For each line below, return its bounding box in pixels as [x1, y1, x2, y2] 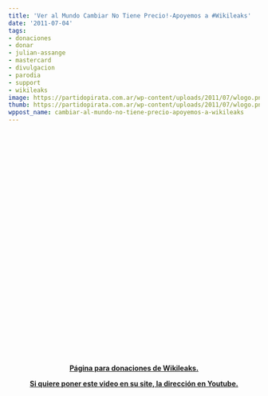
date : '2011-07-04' [8, 19, 73, 27]
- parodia [8, 71, 41, 79]
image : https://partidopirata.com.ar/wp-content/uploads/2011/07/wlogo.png [8, 94, 266, 102]
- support [8, 78, 41, 86]
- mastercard [8, 57, 52, 65]
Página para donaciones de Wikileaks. [69, 363, 199, 373]
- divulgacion [8, 64, 56, 72]
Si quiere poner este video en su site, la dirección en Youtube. [30, 379, 238, 388]
